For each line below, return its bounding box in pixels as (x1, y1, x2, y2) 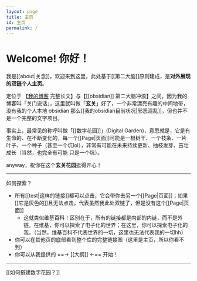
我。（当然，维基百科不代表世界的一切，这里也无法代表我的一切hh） (23, 229, 186, 236)
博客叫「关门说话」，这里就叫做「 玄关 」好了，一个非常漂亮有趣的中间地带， (6, 100, 189, 107)
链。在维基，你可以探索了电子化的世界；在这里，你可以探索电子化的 (23, 222, 188, 229)
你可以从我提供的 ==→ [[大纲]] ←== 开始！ (14, 251, 118, 258)
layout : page (6, 8, 38, 15)
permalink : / (6, 25, 38, 31)
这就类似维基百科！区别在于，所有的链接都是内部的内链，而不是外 (23, 214, 183, 221)
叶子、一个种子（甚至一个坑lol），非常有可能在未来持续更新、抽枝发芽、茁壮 (6, 142, 189, 149)
